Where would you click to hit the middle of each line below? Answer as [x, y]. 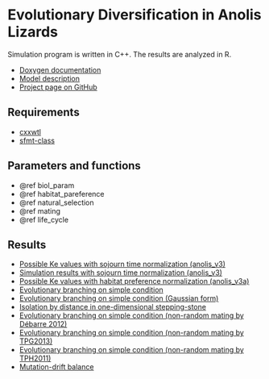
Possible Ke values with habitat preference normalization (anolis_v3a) [134, 281]
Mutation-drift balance [56, 367]
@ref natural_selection [56, 202]
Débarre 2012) [43, 324]
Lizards [33, 32]
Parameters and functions [74, 166]
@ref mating [40, 210]
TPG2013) [36, 341]
